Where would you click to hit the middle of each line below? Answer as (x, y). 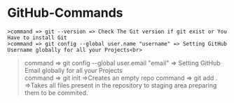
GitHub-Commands (66, 13)
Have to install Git (37, 37)
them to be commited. (56, 92)
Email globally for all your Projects (73, 70)
